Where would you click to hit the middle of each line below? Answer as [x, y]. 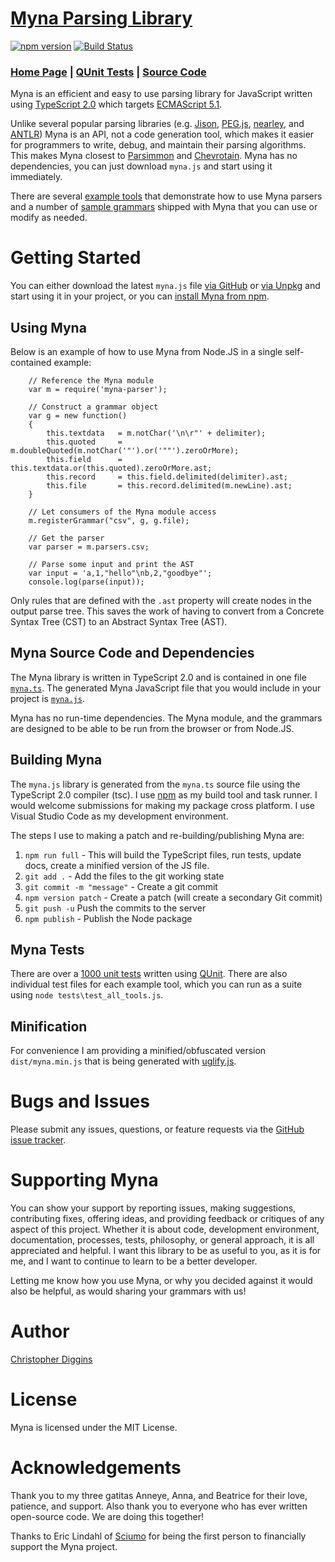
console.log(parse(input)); [86, 582]
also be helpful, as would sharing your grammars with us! [128, 1291]
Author [40, 1331]
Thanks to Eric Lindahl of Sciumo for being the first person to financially [158, 1536]
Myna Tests [47, 950]
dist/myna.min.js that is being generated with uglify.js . [123, 1061]
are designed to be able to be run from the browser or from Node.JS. [152, 728]
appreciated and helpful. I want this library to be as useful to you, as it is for [166, 1251]
